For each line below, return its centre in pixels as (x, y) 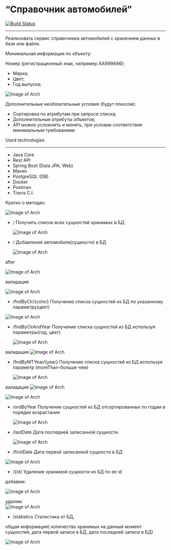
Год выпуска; (27, 84)
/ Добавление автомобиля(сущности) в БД (59, 242)
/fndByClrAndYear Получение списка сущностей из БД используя (84, 327)
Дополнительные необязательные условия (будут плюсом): (71, 104)
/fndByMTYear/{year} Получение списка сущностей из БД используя (88, 362)
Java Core (23, 155)
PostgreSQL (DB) (31, 176)
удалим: (14, 501)
